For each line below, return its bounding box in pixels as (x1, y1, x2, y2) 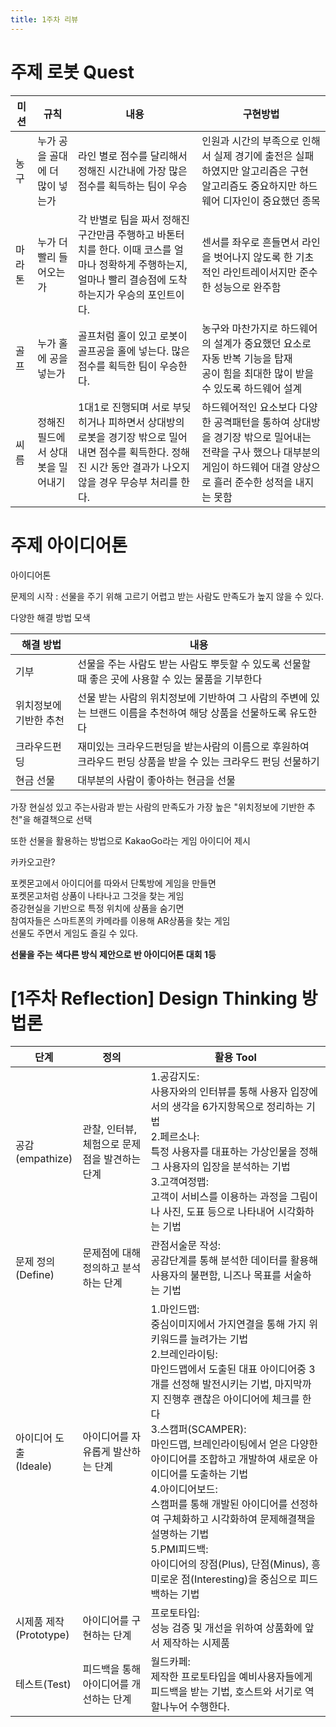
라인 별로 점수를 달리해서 (77, 149, 188, 163)
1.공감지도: (150, 1070, 200, 1084)
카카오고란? (10, 856, 56, 868)
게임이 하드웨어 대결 (201, 460, 291, 474)
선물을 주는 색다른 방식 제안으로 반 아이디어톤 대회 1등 (10, 948, 217, 960)
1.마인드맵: (150, 1302, 200, 1316)
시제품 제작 (15, 1615, 65, 1629)
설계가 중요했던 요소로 (213, 336, 312, 350)
